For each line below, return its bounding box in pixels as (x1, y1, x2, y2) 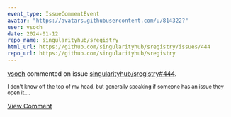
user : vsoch (7, 23, 43, 30)
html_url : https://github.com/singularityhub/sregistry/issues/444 (7, 43, 211, 50)
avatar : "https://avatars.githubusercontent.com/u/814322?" (7, 17, 189, 24)
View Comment (7, 101, 52, 110)
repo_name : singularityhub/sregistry (7, 37, 119, 44)
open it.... (7, 89, 30, 96)
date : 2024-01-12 (7, 30, 59, 38)
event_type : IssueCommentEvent (7, 10, 100, 18)
